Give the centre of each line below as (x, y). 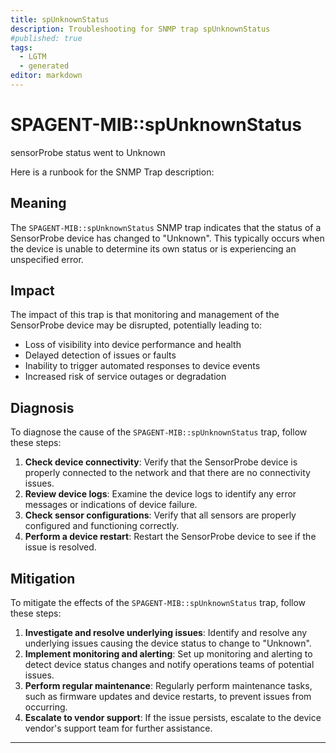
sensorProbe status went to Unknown (88, 152)
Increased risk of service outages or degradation (125, 377)
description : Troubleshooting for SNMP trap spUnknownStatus (140, 29)
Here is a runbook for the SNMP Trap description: (112, 172)
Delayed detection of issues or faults (100, 355)
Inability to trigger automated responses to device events (142, 366)
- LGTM (33, 57)
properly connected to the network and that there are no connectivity (167, 473)
